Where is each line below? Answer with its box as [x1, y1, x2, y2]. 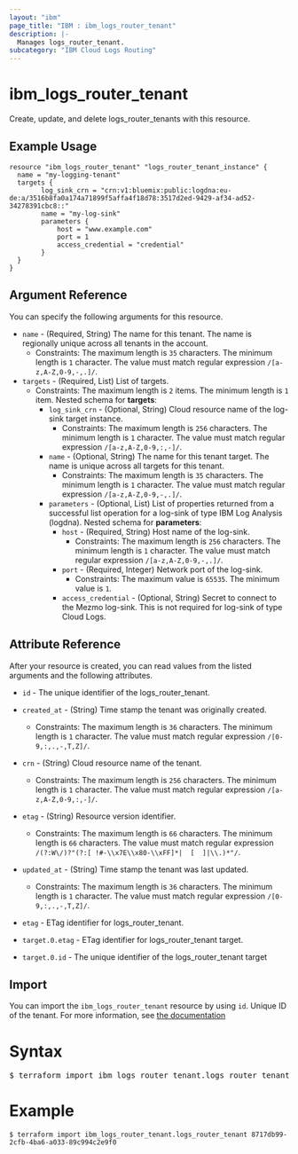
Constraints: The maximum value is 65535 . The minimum [74, 573, 280, 584]
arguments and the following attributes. [9, 670, 153, 680]
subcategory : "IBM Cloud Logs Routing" [9, 46, 157, 55]
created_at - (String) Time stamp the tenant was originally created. [21, 704, 268, 715]
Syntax [9, 1041, 63, 1061]
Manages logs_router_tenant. [17, 37, 125, 47]
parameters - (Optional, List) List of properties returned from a [48, 498, 275, 508]
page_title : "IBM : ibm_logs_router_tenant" [9, 21, 176, 30]
